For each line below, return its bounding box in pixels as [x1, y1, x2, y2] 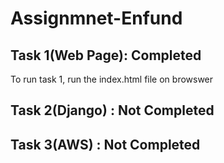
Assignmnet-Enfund [10, 7, 183, 30]
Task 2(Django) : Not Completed [10, 102, 215, 119]
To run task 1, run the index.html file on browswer [10, 73, 214, 85]
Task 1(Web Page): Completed [10, 47, 202, 64]
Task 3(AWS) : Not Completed [10, 136, 201, 153]
